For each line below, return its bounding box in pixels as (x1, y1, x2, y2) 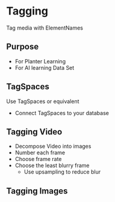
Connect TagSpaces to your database (14, 109, 110, 116)
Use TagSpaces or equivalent (6, 98, 79, 105)
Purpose (6, 42, 39, 52)
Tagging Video (6, 127, 63, 137)
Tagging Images (6, 186, 68, 196)
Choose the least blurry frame (14, 162, 90, 169)
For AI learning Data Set (14, 64, 75, 71)
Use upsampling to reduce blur (23, 168, 101, 175)
